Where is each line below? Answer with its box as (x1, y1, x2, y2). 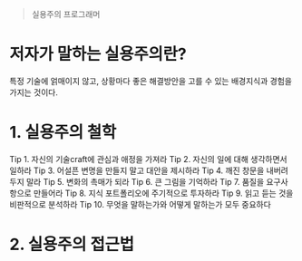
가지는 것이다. (9, 86, 59, 98)
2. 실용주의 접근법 (9, 235, 134, 255)
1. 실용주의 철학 (9, 122, 117, 143)
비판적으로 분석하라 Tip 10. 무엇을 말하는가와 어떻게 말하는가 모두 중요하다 (9, 198, 272, 209)
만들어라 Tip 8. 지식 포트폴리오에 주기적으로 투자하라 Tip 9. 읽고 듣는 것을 (33, 188, 294, 198)
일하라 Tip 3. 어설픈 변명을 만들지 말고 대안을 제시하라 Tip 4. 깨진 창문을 (9, 165, 265, 176)
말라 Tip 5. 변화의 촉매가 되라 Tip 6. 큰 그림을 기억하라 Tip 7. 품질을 (25, 176, 265, 187)
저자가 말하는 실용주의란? (9, 44, 188, 64)
